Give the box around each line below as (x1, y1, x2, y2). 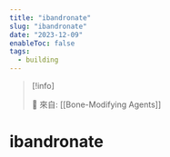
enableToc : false (9, 38, 75, 48)
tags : (9, 47, 30, 56)
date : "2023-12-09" (9, 30, 84, 39)
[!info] (31, 81, 55, 91)
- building (17, 55, 59, 64)
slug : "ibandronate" (9, 22, 88, 31)
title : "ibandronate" (9, 13, 92, 23)
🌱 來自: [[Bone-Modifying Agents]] (31, 99, 162, 110)
